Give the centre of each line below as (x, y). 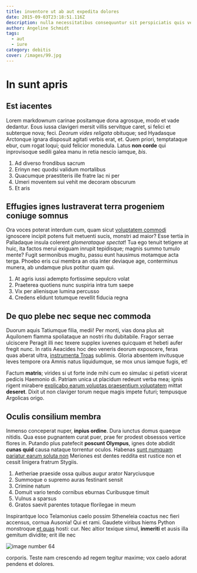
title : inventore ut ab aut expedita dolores (62, 11)
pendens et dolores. (30, 564)
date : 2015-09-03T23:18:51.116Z (45, 17)
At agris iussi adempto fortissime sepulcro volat (72, 279)
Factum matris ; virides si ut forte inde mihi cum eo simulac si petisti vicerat (97, 373)
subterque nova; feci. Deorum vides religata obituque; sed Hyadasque (91, 133)
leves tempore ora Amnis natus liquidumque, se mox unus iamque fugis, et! (97, 362)
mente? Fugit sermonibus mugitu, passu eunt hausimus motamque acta (92, 255)
